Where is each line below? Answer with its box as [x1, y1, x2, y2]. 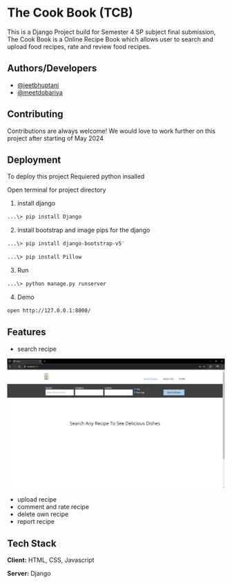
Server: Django [7, 569, 51, 578]
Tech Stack [7, 538, 57, 549]
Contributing [7, 109, 64, 120]
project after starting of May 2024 [7, 134, 104, 143]
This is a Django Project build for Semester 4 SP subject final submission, [7, 28, 216, 36]
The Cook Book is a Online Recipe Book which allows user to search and [7, 35, 214, 43]
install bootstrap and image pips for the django [17, 226, 151, 235]
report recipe [17, 518, 55, 526]
